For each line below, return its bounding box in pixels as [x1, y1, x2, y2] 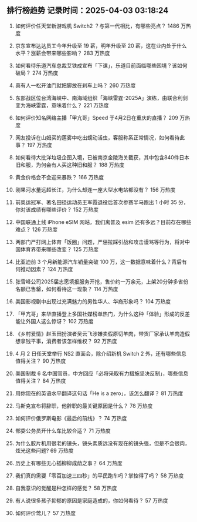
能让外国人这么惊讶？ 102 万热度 [15, 317, 94, 324]
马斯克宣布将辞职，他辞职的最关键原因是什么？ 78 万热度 [15, 402, 153, 409]
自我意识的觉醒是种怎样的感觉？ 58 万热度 [15, 484, 117, 491]
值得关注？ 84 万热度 [15, 377, 66, 384]
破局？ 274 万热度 [15, 69, 59, 76]
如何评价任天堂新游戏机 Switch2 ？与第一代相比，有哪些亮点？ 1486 [15, 22, 179, 29]
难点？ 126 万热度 [15, 226, 58, 233]
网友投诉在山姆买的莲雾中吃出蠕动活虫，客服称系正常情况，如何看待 [15, 134, 180, 141]
